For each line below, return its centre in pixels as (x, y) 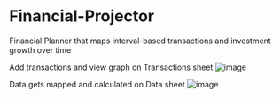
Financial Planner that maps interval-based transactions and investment (140, 41)
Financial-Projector (82, 16)
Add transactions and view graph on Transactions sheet (111, 67)
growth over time (40, 49)
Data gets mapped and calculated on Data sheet (97, 84)
